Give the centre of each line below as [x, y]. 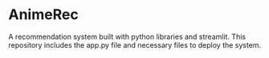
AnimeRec [43, 15]
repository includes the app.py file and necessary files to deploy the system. [135, 44]
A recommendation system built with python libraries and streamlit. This [127, 37]
